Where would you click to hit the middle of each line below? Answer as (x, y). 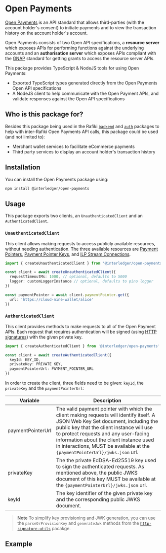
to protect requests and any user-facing (103, 434)
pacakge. (61, 529)
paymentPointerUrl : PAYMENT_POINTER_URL (52, 369)
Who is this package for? (44, 114)
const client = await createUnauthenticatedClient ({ (61, 272)
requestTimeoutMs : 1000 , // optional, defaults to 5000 (68, 277)
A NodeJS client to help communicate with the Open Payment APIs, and (85, 93)
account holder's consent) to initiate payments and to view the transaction (81, 27)
